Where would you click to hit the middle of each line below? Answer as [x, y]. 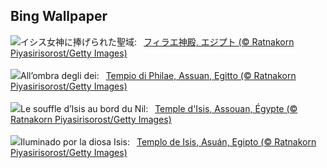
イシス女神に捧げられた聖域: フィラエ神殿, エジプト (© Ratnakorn [157, 41]
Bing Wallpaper [59, 16]
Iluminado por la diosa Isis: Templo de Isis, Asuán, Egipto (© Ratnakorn [168, 141]
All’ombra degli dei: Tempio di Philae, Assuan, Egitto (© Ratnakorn [158, 75]
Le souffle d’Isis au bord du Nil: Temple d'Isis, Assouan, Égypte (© [159, 108]
